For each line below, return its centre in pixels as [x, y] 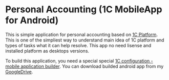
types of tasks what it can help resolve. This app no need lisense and [78, 45]
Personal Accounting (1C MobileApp [84, 9]
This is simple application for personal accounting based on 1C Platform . [81, 34]
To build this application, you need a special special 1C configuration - [79, 61]
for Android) [32, 20]
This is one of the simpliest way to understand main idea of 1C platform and [85, 40]
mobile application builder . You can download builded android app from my [84, 66]
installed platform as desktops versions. [47, 51]
